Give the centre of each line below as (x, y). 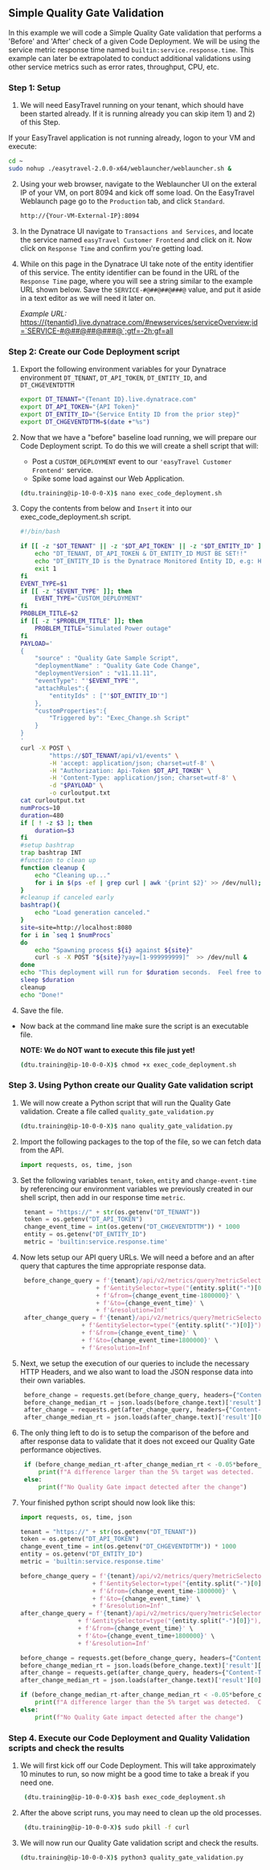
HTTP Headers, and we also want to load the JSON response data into (136, 1371)
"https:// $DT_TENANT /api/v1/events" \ (114, 755)
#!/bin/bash (40, 532)
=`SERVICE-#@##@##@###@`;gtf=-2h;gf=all (96, 331)
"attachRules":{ (62, 688)
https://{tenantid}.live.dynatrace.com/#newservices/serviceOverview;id (139, 322)
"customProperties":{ (71, 711)
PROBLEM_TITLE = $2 (49, 614)
